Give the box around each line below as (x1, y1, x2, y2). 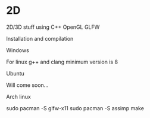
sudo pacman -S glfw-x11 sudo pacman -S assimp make (6, 104, 145, 111)
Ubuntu (6, 69, 25, 77)
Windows (6, 46, 30, 54)
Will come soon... (6, 81, 49, 89)
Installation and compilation (6, 35, 74, 42)
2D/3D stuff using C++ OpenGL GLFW (6, 23, 100, 31)
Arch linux (6, 93, 31, 100)
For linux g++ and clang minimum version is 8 (6, 58, 118, 65)
